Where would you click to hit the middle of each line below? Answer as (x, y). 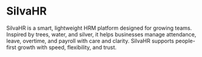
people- (186, 41)
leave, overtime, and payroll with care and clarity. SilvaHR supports (90, 41)
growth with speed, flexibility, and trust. (67, 47)
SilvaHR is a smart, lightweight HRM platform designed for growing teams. (99, 28)
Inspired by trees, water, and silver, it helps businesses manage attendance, (101, 34)
